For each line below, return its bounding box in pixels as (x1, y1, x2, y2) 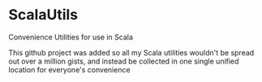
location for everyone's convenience (8, 64, 131, 74)
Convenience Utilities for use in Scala (8, 32, 134, 42)
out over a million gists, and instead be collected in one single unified (8, 56, 239, 66)
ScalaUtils (8, 6, 79, 24)
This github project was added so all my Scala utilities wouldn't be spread (8, 47, 255, 57)
